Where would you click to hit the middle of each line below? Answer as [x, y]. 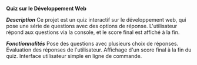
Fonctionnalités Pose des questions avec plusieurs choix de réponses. [92, 44]
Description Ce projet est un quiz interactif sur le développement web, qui [96, 20]
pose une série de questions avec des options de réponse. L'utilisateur [92, 26]
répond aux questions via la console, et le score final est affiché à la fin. [93, 32]
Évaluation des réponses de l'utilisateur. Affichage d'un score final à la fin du [99, 50]
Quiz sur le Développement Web [46, 8]
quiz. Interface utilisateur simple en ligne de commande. [74, 56]
